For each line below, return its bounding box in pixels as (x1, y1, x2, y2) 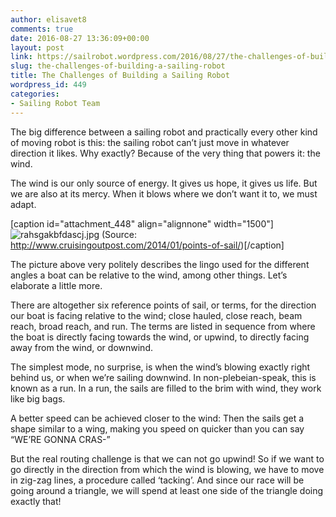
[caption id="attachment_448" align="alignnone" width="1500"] (10, 217, 274, 230)
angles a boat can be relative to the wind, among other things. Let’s (10, 269, 288, 281)
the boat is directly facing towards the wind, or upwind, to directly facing (10, 331, 310, 343)
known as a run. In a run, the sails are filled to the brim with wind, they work (10, 382, 322, 394)
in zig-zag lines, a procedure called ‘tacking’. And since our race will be (10, 474, 305, 486)
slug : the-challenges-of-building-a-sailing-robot (10, 61, 226, 71)
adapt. (10, 198, 37, 210)
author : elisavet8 (10, 14, 87, 25)
